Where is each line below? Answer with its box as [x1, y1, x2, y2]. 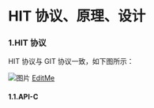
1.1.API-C [8, 92, 39, 102]
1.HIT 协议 [8, 37, 47, 48]
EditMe [31, 73, 55, 83]
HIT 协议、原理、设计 [8, 7, 146, 25]
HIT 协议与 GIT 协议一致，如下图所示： [8, 57, 134, 66]
